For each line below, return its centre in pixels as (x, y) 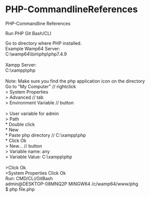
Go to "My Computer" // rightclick (41, 86)
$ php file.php (20, 189)
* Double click (20, 124)
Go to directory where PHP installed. (44, 43)
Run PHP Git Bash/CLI (28, 33)
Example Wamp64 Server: (33, 48)
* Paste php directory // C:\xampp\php (46, 135)
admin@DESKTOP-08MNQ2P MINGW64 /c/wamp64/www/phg (72, 184)
